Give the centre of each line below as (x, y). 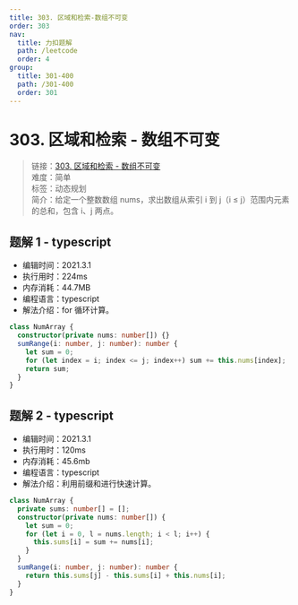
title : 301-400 (46, 76)
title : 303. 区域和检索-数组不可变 (68, 17)
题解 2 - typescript (61, 415)
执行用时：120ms (54, 450)
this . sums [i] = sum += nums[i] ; (93, 542)
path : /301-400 (46, 84)
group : (21, 68)
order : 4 (34, 59)
